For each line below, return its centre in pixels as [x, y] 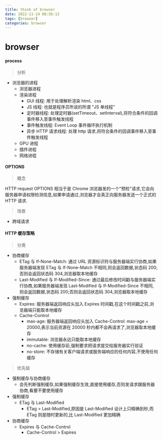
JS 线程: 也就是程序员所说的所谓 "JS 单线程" [71, 107]
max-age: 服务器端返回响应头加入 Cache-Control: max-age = [88, 322]
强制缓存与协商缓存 [31, 378]
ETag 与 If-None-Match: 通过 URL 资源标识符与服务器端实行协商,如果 [88, 262]
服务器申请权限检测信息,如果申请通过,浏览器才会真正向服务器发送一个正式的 [81, 194]
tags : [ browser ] [21, 18]
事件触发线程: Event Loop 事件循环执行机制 [69, 125]
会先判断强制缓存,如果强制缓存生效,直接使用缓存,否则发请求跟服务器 [87, 385]
